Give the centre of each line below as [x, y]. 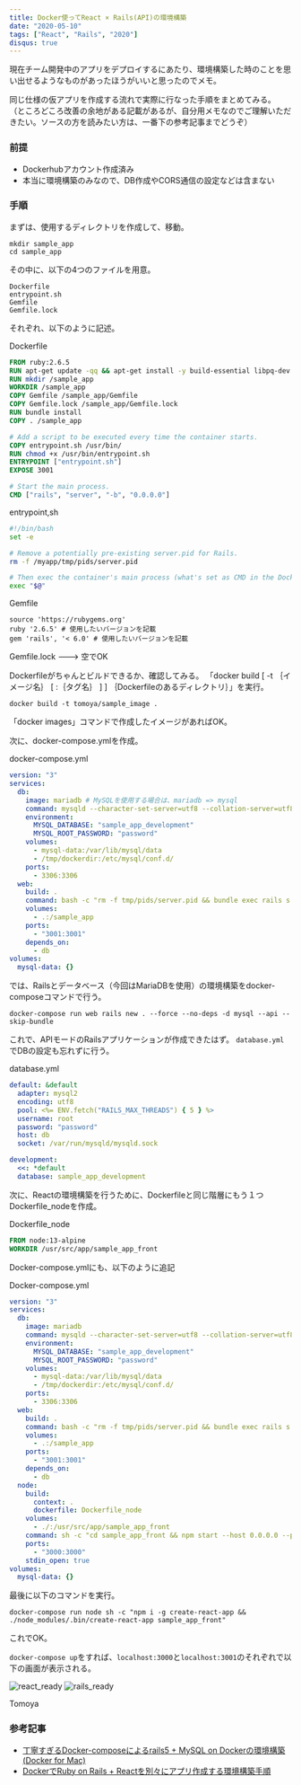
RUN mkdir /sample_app [52, 379]
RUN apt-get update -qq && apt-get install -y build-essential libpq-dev [150, 371]
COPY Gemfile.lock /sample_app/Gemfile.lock [94, 404]
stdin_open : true [58, 1560]
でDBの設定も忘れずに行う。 [62, 1051]
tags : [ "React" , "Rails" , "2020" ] [74, 34]
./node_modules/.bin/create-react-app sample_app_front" [118, 1621]
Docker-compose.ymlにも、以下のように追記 [92, 1267]
